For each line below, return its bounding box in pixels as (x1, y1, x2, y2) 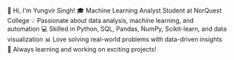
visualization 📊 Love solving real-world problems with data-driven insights (7, 35, 222, 43)
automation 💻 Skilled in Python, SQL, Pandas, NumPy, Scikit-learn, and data (7, 24, 227, 33)
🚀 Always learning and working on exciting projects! (7, 45, 156, 53)
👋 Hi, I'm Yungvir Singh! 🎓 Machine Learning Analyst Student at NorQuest (7, 6, 222, 15)
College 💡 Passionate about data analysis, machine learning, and (7, 17, 194, 24)
